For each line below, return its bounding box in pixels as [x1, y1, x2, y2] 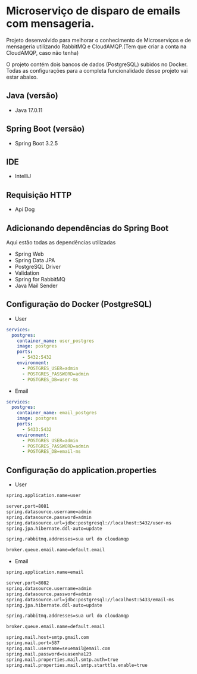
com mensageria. [6, 17, 95, 30]
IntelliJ [14, 173, 32, 180]
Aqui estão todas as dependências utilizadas [6, 239, 116, 246]
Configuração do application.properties [6, 465, 157, 475]
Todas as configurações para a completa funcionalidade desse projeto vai [6, 67, 188, 74]
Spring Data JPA [14, 257, 55, 263]
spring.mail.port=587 [6, 640, 60, 646]
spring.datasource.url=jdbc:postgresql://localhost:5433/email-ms [6, 597, 174, 602]
